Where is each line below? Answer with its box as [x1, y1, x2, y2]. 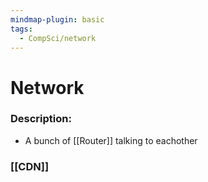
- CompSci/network [19, 33, 97, 43]
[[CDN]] [10, 159, 50, 173]
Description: [10, 112, 72, 126]
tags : [10, 24, 33, 34]
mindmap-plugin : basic [10, 14, 105, 25]
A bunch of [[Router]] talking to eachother [24, 134, 198, 146]
